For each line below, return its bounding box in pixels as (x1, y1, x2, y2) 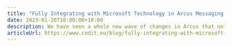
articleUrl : (7, 29, 41, 37)
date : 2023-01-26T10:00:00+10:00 (7, 17, 104, 23)
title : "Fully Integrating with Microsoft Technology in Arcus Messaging (7, 10, 224, 17)
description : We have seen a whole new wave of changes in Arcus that (7, 23, 215, 30)
